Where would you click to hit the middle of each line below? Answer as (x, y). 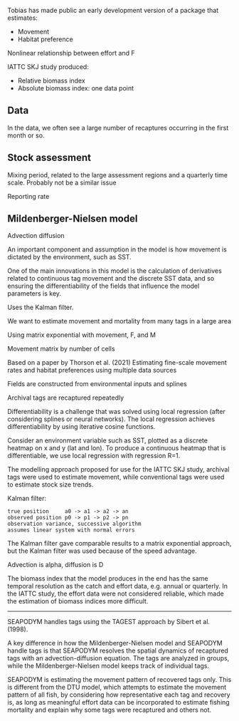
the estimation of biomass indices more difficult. (78, 601)
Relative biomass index (51, 81)
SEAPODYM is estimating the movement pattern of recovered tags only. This (119, 680)
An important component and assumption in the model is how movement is (117, 249)
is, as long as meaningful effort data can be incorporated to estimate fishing (118, 702)
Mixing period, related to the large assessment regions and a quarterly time (117, 175)
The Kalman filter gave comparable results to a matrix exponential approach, (119, 544)
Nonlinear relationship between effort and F (71, 53)
